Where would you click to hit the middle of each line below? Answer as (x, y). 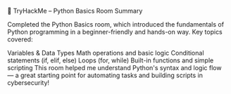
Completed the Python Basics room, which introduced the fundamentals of (115, 24)
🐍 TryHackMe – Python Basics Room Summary (75, 11)
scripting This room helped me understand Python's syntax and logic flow (114, 68)
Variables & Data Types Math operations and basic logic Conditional (106, 53)
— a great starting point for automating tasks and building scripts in (105, 75)
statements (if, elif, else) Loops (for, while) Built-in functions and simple (111, 60)
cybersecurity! (29, 83)
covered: (20, 39)
